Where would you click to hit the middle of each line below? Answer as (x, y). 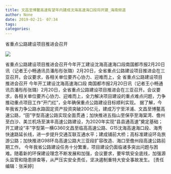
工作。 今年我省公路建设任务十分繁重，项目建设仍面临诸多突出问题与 (81, 147)
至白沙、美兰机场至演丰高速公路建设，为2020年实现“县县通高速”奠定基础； (84, 122)
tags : (11, 24)
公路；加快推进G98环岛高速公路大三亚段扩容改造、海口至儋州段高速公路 (85, 141)
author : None (19, 15)
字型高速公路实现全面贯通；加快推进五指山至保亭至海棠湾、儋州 (98, 115)
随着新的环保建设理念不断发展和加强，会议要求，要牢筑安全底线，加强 (88, 154)
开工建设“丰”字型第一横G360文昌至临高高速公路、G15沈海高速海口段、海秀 (84, 128)
